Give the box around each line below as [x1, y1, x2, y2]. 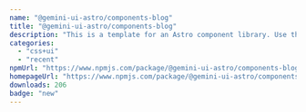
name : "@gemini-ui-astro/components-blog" [9, 13, 173, 23]
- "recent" [17, 55, 59, 64]
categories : [9, 38, 55, 48]
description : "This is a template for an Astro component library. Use [9, 30, 287, 39]
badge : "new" [9, 89, 59, 98]
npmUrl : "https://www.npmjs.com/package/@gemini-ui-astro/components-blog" [9, 64, 303, 73]
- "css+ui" [17, 47, 59, 56]
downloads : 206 [9, 80, 67, 89]
